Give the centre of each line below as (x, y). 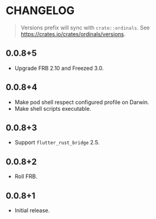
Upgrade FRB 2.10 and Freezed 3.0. (59, 68)
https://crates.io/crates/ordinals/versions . (73, 34)
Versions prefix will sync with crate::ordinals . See (85, 28)
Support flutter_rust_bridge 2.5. (57, 143)
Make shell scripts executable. (53, 108)
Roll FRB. (26, 176)
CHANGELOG (40, 11)
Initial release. (32, 210)
